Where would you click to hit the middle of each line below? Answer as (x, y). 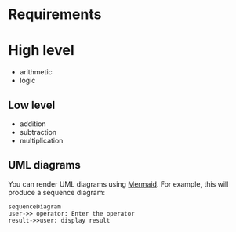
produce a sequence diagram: (57, 192)
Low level (32, 105)
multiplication (41, 140)
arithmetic (36, 72)
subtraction (38, 132)
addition (33, 124)
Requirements (55, 14)
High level (41, 51)
